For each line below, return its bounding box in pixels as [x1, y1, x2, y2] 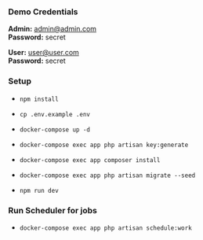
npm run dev [19, 186, 59, 194]
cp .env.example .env [19, 110, 90, 118]
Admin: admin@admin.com [8, 24, 96, 34]
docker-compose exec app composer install [19, 156, 161, 164]
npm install [19, 95, 59, 103]
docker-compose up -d [19, 125, 90, 134]
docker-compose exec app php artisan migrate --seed [19, 172, 196, 179]
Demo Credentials [8, 6, 78, 17]
